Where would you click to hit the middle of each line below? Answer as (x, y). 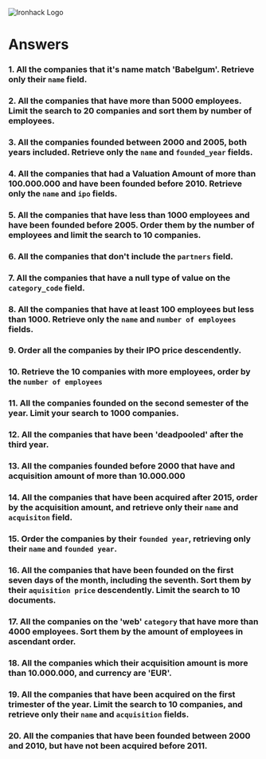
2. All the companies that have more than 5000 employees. (125, 101)
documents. (32, 600)
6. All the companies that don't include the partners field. (121, 256)
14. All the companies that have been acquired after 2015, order (133, 497)
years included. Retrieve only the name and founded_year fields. (131, 152)
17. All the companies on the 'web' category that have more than (133, 621)
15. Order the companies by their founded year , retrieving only (129, 539)
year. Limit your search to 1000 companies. (94, 413)
